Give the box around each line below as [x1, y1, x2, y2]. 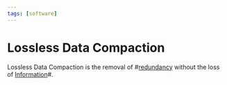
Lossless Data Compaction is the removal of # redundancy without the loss [7, 63, 220, 71]
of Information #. [7, 70, 53, 78]
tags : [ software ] [7, 10, 58, 17]
